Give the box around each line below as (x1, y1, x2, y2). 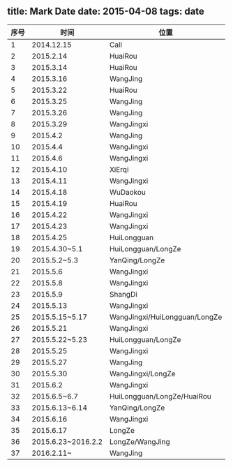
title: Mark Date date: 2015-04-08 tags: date (7, 6, 204, 17)
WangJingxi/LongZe (109, 369, 176, 378)
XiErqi (109, 164, 129, 174)
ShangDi (109, 289, 137, 299)
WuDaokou (109, 187, 146, 197)
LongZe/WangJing (109, 436, 170, 446)
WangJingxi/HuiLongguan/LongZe (109, 312, 223, 322)
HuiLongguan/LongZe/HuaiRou (109, 391, 211, 401)
